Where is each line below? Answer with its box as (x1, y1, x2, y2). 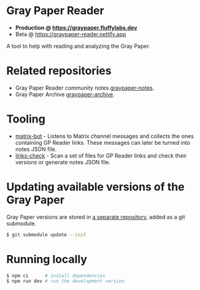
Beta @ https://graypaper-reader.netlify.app (15, 30, 127, 37)
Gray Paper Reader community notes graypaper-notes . (15, 84, 155, 91)
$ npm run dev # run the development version (6, 278, 125, 284)
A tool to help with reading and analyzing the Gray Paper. (6, 42, 150, 50)
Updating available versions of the (6, 180, 185, 194)
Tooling (6, 112, 46, 126)
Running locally (6, 252, 88, 266)
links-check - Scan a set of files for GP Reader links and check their (15, 151, 187, 159)
